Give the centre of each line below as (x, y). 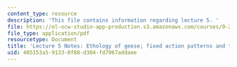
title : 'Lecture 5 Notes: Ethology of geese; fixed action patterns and (116, 46)
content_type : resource (42, 14)
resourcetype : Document (42, 40)
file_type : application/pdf (49, 33)
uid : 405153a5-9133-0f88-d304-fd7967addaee (72, 53)
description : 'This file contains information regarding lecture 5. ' (113, 20)
